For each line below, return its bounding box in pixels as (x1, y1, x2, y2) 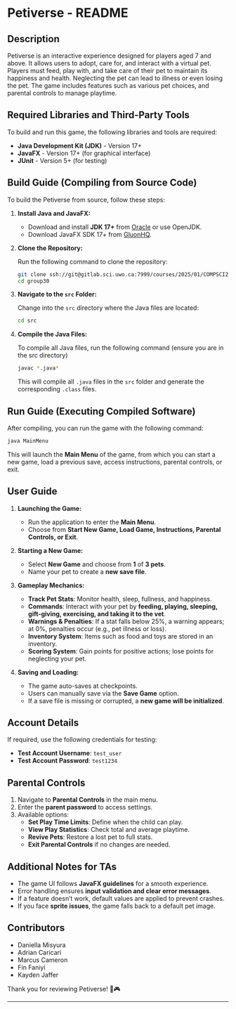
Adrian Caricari (17, 948, 62, 956)
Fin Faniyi (17, 963, 46, 971)
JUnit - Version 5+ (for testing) (17, 156, 107, 164)
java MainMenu (7, 437, 49, 444)
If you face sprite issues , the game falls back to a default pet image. (17, 901, 216, 911)
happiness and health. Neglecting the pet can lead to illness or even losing (7, 74, 223, 82)
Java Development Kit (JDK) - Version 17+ (17, 141, 143, 150)
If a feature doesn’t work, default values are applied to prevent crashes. (17, 894, 225, 903)
